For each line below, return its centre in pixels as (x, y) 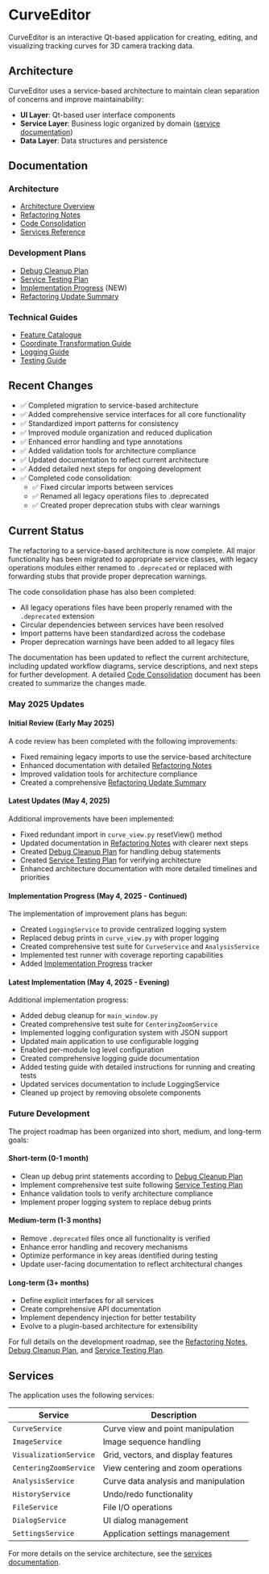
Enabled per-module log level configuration (92, 1050)
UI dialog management (146, 1521)
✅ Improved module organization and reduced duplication (116, 432)
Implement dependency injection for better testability (108, 1317)
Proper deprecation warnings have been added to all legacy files (127, 641)
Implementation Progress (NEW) (73, 287)
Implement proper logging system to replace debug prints (116, 1202)
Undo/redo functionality (148, 1494)
